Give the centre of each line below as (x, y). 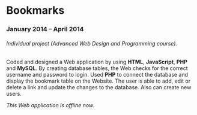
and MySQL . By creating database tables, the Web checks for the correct (97, 68)
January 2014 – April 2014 (45, 29)
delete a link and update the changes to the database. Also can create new (99, 87)
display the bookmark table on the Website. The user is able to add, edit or (98, 81)
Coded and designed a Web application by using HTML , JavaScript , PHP (97, 62)
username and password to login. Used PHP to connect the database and (97, 75)
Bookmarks (35, 10)
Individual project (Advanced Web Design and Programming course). (92, 43)
